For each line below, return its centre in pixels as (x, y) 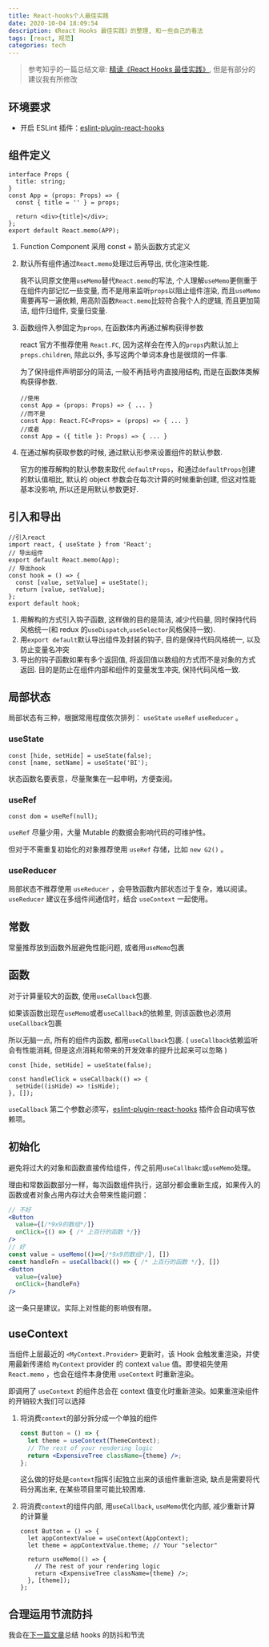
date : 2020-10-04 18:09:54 (53, 23)
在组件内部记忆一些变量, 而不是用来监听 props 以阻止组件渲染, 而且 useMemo (140, 290)
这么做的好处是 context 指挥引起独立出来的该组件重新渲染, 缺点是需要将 (136, 1480)
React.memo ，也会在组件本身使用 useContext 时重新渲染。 (103, 1374)
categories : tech (37, 46)
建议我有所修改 (52, 79)
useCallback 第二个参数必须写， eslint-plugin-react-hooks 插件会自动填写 (128, 1109)
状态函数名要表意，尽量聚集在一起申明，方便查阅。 (92, 779)
